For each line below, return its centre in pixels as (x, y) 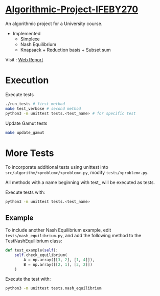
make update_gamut (25, 132)
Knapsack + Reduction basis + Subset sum (65, 50)
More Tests (30, 153)
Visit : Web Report (24, 59)
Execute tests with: (25, 192)
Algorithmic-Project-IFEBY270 (72, 9)
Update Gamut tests (26, 123)
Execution (27, 81)
